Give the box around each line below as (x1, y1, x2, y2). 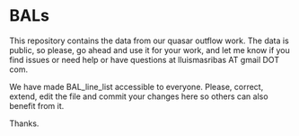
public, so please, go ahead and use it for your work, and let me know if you (9, 44, 290, 55)
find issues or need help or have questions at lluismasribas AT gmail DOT (9, 54, 280, 65)
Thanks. (9, 118, 40, 129)
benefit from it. (9, 100, 65, 111)
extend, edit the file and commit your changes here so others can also (9, 91, 268, 102)
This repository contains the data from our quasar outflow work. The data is (9, 35, 289, 46)
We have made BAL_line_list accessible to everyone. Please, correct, (9, 81, 264, 92)
